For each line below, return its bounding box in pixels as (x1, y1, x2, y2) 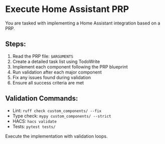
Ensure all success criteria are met (12, 79, 84, 85)
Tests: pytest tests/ (12, 123, 56, 129)
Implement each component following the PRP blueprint (12, 63, 128, 69)
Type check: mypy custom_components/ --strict (12, 112, 111, 118)
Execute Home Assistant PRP (5, 3, 129, 15)
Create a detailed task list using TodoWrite (12, 58, 100, 64)
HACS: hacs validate (12, 118, 57, 124)
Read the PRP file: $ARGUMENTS (12, 53, 74, 59)
